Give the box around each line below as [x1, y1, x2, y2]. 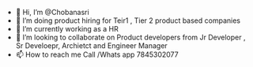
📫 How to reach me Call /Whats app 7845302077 [15, 50, 179, 59]
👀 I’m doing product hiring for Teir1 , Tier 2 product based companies [15, 16, 241, 25]
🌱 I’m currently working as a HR [15, 24, 119, 33]
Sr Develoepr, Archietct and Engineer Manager [15, 41, 168, 50]
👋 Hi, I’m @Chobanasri [15, 8, 89, 17]
